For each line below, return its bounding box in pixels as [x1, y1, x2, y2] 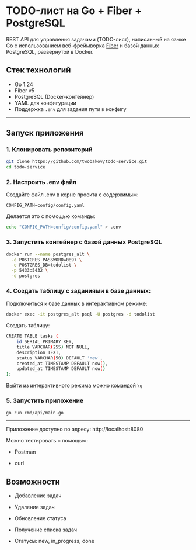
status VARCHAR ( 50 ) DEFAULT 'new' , [16, 355, 103, 361]
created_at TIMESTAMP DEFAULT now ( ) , [16, 361, 108, 366]
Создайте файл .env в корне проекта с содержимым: [6, 191, 139, 198]
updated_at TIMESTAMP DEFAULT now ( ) [16, 366, 106, 372]
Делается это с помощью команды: [6, 213, 96, 220]
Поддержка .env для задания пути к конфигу [14, 105, 127, 112]
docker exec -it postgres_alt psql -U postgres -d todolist [6, 312, 156, 317]
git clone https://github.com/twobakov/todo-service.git [6, 159, 148, 165]
